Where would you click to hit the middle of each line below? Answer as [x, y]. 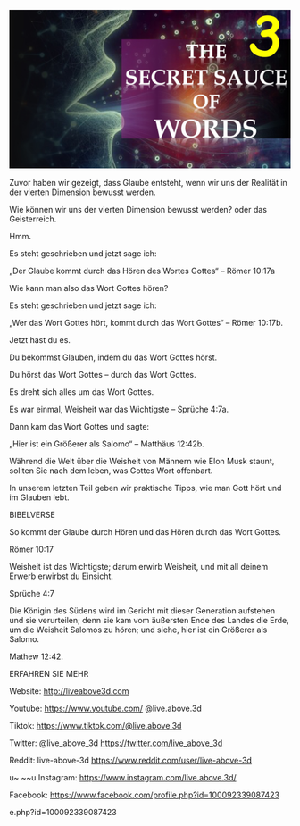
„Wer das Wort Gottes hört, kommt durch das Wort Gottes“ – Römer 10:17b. [146, 322]
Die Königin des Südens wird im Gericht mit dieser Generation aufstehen [142, 610]
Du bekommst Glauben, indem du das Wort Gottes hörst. [113, 357]
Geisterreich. [33, 219]
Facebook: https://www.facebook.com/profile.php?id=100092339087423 [144, 795]
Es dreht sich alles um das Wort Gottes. [82, 392]
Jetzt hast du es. [40, 339]
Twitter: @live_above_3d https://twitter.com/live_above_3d [116, 743]
